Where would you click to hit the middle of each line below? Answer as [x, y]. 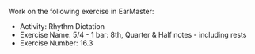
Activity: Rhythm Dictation [62, 26]
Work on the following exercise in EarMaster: [81, 11]
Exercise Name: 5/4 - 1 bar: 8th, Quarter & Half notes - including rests [133, 35]
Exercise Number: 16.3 [56, 43]
